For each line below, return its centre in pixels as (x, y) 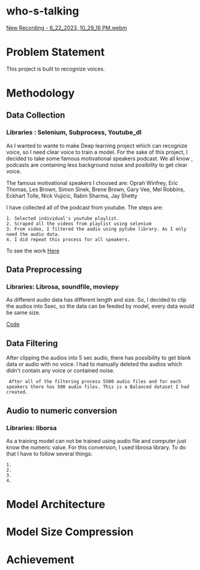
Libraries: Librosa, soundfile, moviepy (62, 287)
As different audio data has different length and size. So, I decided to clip (96, 300)
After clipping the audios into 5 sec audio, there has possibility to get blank (98, 358)
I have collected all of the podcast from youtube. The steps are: (85, 207)
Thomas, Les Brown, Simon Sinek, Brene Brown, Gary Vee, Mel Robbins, (95, 189)
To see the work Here (33, 251)
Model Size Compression (70, 532)
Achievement (40, 559)
